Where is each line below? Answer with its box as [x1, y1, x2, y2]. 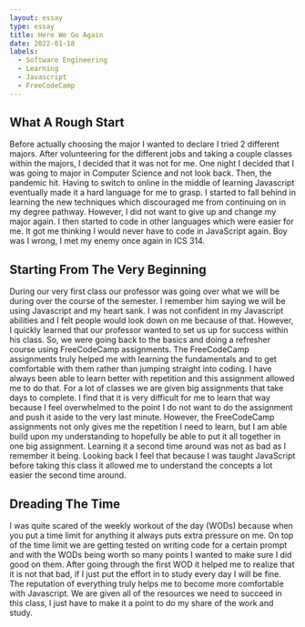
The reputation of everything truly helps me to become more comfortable [9, 579, 284, 590]
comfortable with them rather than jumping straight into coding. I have [9, 363, 272, 374]
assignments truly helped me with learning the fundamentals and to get [9, 354, 278, 365]
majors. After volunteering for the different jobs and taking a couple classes [9, 148, 293, 159]
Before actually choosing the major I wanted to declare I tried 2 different [9, 138, 280, 150]
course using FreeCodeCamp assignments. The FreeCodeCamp [9, 344, 250, 355]
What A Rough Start [9, 115, 125, 130]
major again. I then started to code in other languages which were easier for [9, 216, 294, 228]
